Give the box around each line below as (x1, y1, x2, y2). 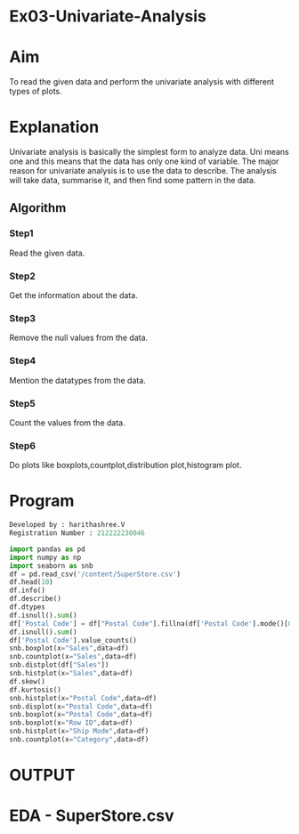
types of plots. (9, 86, 62, 97)
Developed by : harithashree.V (9, 521, 125, 530)
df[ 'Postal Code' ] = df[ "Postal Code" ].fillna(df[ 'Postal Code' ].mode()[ (9, 619, 289, 628)
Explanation (9, 117, 100, 137)
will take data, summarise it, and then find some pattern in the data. (9, 175, 256, 186)
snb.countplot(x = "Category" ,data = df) (9, 735, 149, 744)
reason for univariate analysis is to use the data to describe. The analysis (9, 166, 278, 176)
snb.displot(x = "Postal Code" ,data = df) (9, 701, 153, 711)
